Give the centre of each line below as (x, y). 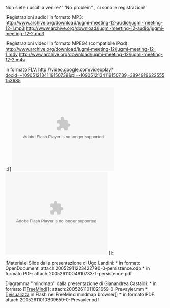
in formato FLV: (21, 69)
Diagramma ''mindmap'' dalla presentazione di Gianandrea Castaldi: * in (81, 283)
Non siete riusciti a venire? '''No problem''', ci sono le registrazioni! (76, 7)
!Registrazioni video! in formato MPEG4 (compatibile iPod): (67, 43)
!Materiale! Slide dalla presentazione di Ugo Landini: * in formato (73, 263)
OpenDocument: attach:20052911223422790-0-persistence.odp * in (78, 268)
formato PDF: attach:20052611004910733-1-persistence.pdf (68, 274)
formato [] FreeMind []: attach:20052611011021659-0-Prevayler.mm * (77, 289)
